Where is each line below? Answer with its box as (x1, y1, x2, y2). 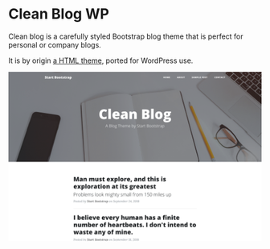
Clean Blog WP (8, 5, 110, 23)
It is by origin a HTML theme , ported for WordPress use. (8, 56, 194, 65)
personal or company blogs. (8, 39, 102, 49)
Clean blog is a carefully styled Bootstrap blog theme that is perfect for (8, 31, 243, 41)
